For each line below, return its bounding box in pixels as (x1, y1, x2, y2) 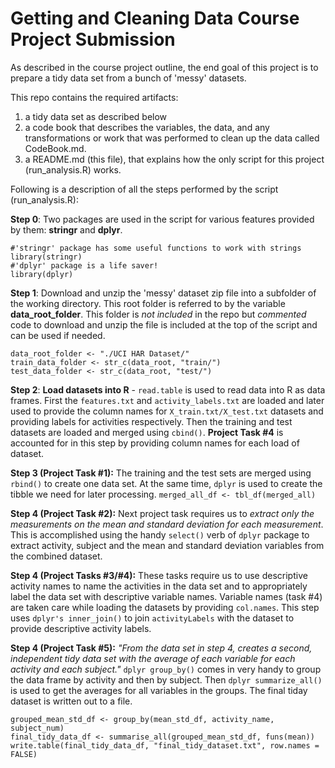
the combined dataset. (10, 550, 103, 562)
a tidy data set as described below (24, 110, 168, 122)
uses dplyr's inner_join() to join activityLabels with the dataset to (10, 612, 295, 624)
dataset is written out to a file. (10, 695, 133, 707)
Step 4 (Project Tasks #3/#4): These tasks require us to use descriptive (10, 569, 308, 581)
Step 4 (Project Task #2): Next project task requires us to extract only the (10, 507, 315, 519)
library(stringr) (10, 252, 83, 262)
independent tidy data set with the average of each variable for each (10, 652, 296, 664)
